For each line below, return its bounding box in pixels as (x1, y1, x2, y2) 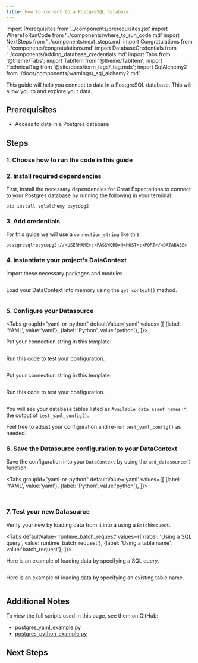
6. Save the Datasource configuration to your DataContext (6, 444, 177, 453)
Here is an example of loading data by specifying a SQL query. (6, 557, 159, 564)
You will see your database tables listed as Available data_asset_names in (6, 405, 187, 412)
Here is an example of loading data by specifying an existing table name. (6, 574, 184, 581)
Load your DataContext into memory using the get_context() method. (6, 286, 177, 293)
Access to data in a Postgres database (14, 121, 109, 128)
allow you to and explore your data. (6, 87, 93, 94)
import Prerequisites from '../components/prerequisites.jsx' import (6, 25, 168, 32)
